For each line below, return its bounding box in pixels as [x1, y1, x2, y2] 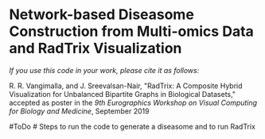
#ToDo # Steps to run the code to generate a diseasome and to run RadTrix [9, 122, 255, 131]
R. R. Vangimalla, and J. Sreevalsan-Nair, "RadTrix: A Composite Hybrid [9, 81, 243, 91]
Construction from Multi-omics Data [9, 22, 254, 41]
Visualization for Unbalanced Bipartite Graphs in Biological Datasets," [9, 89, 236, 98]
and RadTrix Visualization [9, 40, 182, 57]
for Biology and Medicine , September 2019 [9, 106, 150, 116]
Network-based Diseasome [9, 6, 194, 24]
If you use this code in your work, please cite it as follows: [9, 65, 200, 75]
